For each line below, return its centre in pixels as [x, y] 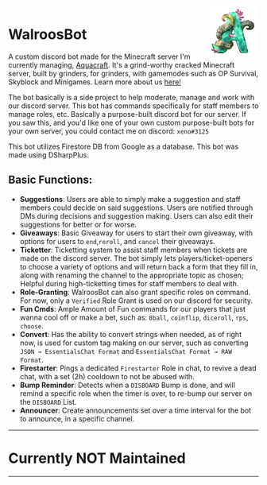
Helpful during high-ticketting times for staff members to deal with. [129, 283]
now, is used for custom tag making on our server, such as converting [134, 343]
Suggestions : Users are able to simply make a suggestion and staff [130, 199]
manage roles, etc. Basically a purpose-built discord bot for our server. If [127, 114]
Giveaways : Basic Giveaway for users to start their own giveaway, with [136, 233]
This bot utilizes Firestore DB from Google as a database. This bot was [124, 146]
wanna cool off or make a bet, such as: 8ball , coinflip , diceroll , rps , [134, 317]
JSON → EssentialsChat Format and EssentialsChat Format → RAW [126, 351]
